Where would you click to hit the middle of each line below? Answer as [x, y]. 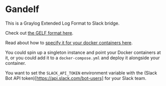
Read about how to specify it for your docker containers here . [69, 42]
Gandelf [22, 9]
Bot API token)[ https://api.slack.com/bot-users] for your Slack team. [76, 78]
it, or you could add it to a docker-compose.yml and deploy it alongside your [82, 58]
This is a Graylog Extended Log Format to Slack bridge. [62, 23]
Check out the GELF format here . [39, 33]
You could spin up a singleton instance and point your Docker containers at [83, 52]
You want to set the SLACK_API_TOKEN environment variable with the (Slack [81, 73]
